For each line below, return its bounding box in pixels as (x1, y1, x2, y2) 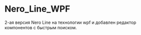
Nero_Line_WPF (4, 3, 70, 15)
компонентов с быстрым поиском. (4, 24, 77, 30)
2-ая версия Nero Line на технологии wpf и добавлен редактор (4, 19, 137, 25)
